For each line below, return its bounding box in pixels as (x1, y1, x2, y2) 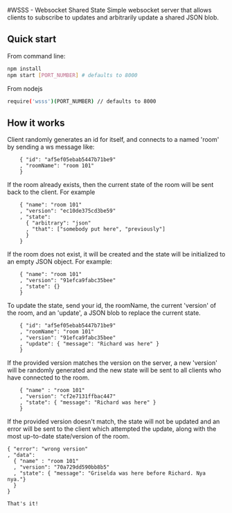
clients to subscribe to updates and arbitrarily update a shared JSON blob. (7, 13, 220, 22)
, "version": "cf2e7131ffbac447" (19, 393, 116, 400)
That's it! (7, 500, 39, 507)
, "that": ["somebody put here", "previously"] (25, 226, 166, 233)
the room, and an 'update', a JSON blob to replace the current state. (7, 309, 201, 317)
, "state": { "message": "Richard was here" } (19, 399, 157, 406)
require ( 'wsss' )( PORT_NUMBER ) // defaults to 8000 (7, 97, 157, 105)
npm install (7, 65, 42, 72)
